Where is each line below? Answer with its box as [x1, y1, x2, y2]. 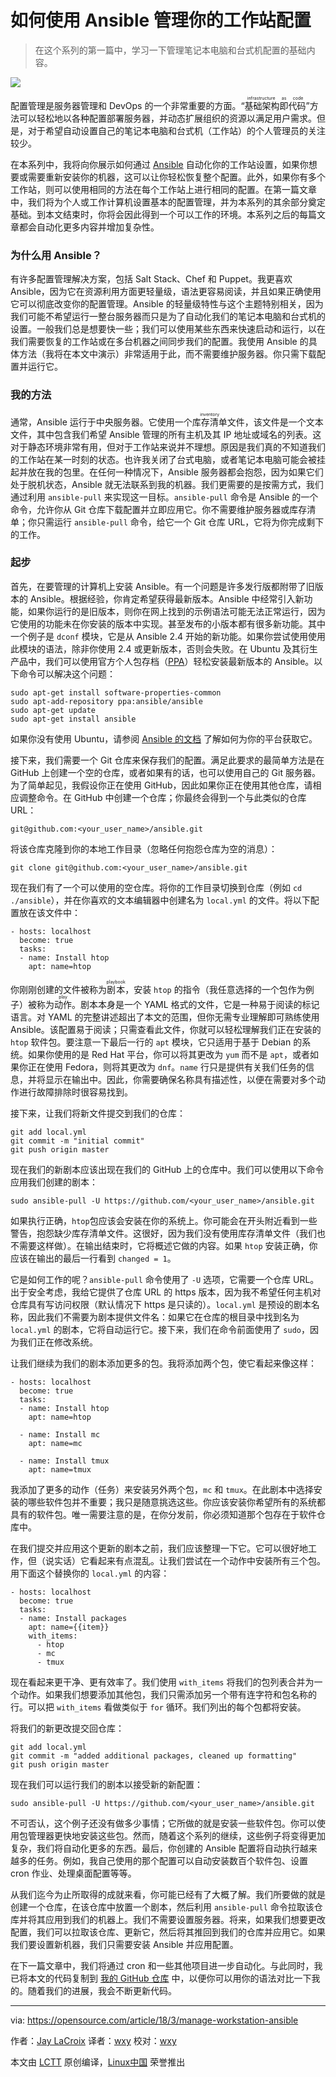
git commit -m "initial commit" [10, 1136, 145, 1146]
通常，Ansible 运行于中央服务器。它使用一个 [10, 416, 193, 428]
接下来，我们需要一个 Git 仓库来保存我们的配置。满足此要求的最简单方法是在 [10, 754, 325, 766]
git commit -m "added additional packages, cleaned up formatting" [10, 1751, 298, 1761]
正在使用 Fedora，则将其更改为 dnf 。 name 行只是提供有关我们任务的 [27, 1061, 306, 1073]
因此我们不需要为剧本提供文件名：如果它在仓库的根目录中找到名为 [27, 1311, 300, 1323]
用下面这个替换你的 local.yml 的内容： [10, 1567, 170, 1579]
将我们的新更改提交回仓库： [10, 1722, 125, 1734]
